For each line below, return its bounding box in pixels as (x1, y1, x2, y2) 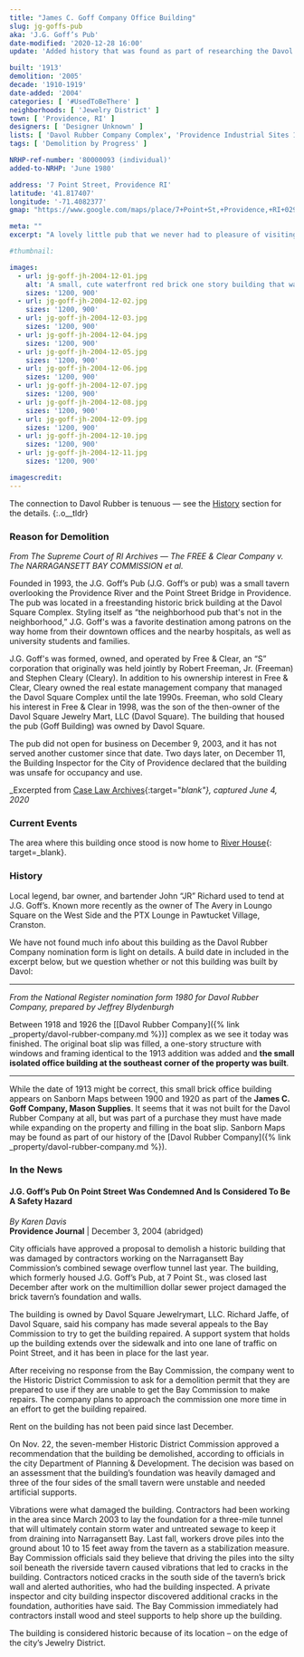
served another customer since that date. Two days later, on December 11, (9, 747, 286, 758)
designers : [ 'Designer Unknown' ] (9, 122, 144, 131)
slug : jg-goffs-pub (9, 22, 83, 31)
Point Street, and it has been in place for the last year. (9, 1347, 210, 1358)
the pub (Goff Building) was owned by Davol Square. (9, 720, 205, 731)
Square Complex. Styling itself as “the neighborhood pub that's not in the (9, 606, 282, 617)
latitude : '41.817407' (9, 188, 95, 197)
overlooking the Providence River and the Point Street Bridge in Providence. (9, 587, 292, 598)
